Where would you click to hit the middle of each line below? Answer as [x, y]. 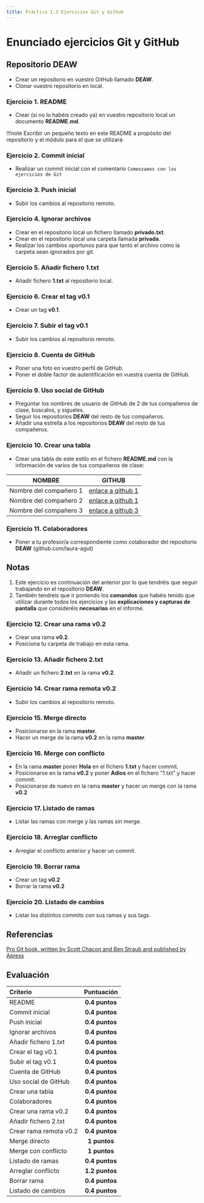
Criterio [21, 992]
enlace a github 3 [114, 510]
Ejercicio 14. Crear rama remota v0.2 [61, 689]
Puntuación [101, 992]
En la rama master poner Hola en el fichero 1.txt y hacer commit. [97, 767]
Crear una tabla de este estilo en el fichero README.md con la [94, 459]
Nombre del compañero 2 [46, 500]
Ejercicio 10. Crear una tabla [48, 445]
